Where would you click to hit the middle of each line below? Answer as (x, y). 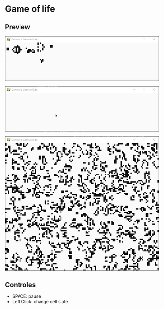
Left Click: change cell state (40, 301)
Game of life (30, 9)
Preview (18, 27)
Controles (20, 284)
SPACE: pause (26, 296)
